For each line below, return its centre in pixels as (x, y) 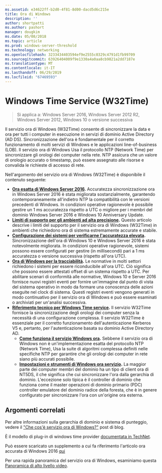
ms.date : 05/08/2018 (26, 37)
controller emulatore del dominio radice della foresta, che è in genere (88, 390)
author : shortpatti (25, 23)
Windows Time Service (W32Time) (77, 101)
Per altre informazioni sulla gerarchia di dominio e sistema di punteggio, (76, 422)
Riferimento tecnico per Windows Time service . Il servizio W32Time (81, 307)
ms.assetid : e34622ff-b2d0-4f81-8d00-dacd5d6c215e (57, 9)
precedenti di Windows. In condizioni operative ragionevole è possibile (82, 205)
